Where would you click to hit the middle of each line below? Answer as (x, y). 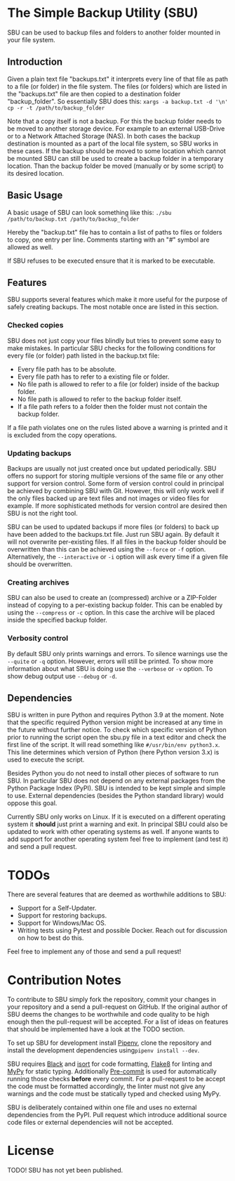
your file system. (32, 39)
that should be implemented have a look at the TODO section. (96, 1029)
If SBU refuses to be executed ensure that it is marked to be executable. (111, 261)
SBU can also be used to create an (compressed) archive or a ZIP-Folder (112, 598)
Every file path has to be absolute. (67, 369)
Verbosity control (38, 639)
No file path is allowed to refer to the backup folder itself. (100, 399)
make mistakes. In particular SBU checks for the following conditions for (112, 348)
